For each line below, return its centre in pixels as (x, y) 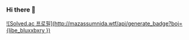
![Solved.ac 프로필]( (30, 24)
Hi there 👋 (21, 10)
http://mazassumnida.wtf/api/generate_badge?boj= (118, 24)
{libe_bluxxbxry (26, 30)
